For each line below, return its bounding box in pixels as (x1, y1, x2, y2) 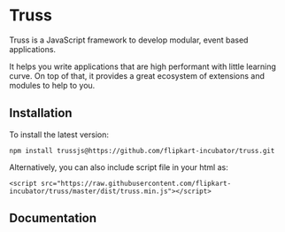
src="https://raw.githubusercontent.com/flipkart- (41, 179, 232, 188)
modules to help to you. (9, 80, 96, 90)
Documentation (9, 211, 97, 226)
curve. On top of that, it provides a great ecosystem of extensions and (9, 70, 266, 81)
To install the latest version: (9, 129, 109, 140)
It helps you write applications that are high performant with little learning (9, 61, 277, 72)
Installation (9, 105, 73, 120)
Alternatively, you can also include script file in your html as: (9, 161, 228, 173)
